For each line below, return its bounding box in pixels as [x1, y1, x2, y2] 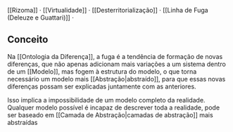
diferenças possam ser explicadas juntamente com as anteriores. [7, 82, 196, 91]
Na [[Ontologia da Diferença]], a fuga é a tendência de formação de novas [7, 52, 223, 60]
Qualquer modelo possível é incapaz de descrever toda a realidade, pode [7, 103, 220, 112]
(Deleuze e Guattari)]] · [7, 13, 74, 22]
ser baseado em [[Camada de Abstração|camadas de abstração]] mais [7, 110, 213, 119]
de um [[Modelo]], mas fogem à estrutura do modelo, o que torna [7, 67, 197, 76]
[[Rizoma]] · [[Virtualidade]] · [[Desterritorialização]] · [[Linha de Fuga [7, 6, 209, 14]
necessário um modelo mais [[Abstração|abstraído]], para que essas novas [7, 74, 226, 83]
